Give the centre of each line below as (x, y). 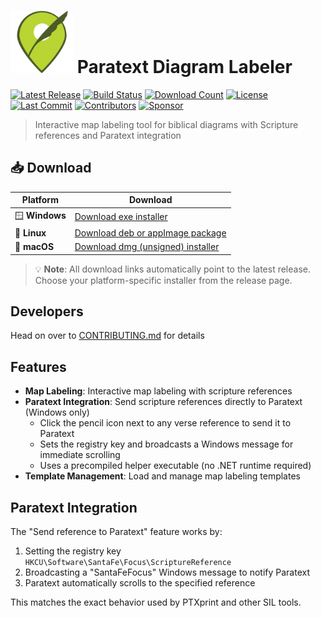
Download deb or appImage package (150, 232)
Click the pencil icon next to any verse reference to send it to (165, 423)
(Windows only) (57, 412)
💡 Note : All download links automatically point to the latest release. (172, 269)
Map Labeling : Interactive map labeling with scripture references (158, 391)
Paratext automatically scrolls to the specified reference (140, 582)
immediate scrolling (80, 455)
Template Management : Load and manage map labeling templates (162, 476)
